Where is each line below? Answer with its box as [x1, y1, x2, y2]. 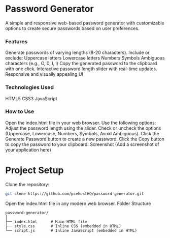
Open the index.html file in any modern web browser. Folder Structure [5, 200, 151, 206]
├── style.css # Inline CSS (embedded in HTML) [5, 223, 122, 229]
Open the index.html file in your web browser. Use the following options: [5, 120, 156, 126]
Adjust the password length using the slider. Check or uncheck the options [5, 125, 161, 131]
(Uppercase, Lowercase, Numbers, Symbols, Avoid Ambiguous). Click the [5, 130, 159, 136]
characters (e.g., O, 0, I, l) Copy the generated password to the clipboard [5, 61, 157, 67]
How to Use [5, 108, 35, 115]
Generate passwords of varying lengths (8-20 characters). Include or [5, 49, 150, 56]
